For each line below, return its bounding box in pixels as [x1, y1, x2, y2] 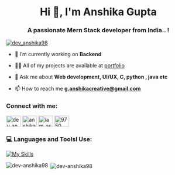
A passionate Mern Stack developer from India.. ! [27, 26, 170, 35]
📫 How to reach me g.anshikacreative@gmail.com [14, 85, 141, 92]
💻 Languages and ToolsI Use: [6, 135, 92, 143]
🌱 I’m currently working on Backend [14, 51, 102, 58]
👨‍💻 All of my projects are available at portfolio [14, 62, 125, 69]
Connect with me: [6, 102, 58, 110]
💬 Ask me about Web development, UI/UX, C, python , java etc [14, 73, 168, 81]
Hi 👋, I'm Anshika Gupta [40, 5, 157, 19]
